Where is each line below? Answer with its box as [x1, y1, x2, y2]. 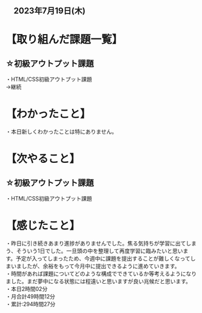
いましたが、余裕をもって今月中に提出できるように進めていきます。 [10, 263, 180, 270]
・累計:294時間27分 [5, 300, 56, 308]
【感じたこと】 [5, 218, 81, 232]
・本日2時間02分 [5, 285, 48, 293]
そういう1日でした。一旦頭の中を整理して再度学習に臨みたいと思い [16, 247, 183, 255]
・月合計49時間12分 [5, 293, 55, 300]
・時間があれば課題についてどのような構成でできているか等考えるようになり [5, 270, 197, 278]
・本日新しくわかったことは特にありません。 [5, 128, 118, 136]
